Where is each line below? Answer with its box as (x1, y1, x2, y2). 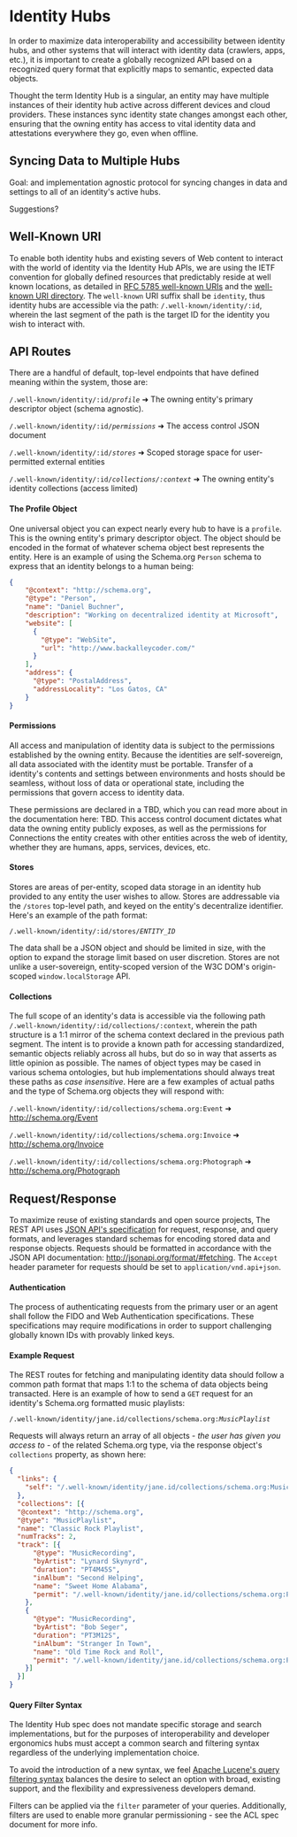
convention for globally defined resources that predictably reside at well (9, 272, 271, 282)
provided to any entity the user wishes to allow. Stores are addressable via (9, 891, 280, 902)
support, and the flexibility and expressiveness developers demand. (9, 1783, 256, 1794)
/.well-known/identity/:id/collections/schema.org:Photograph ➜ (9, 1157, 252, 1167)
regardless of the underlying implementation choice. (9, 1748, 201, 1758)
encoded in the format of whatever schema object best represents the (9, 542, 265, 552)
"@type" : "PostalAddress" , (32, 677, 133, 686)
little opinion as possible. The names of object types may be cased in (9, 1057, 262, 1068)
